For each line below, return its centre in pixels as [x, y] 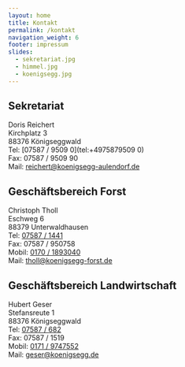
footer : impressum [38, 45]
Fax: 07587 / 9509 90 [43, 158]
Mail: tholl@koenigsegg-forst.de [60, 261]
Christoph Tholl [33, 210]
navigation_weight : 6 [44, 37]
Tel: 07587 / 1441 [35, 235]
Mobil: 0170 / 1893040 [44, 252]
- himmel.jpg [37, 67]
